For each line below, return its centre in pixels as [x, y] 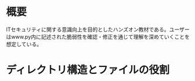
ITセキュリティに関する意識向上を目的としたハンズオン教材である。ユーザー [98, 29]
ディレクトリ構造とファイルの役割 [88, 70]
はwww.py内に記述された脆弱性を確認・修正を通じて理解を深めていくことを [98, 36]
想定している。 [24, 44]
